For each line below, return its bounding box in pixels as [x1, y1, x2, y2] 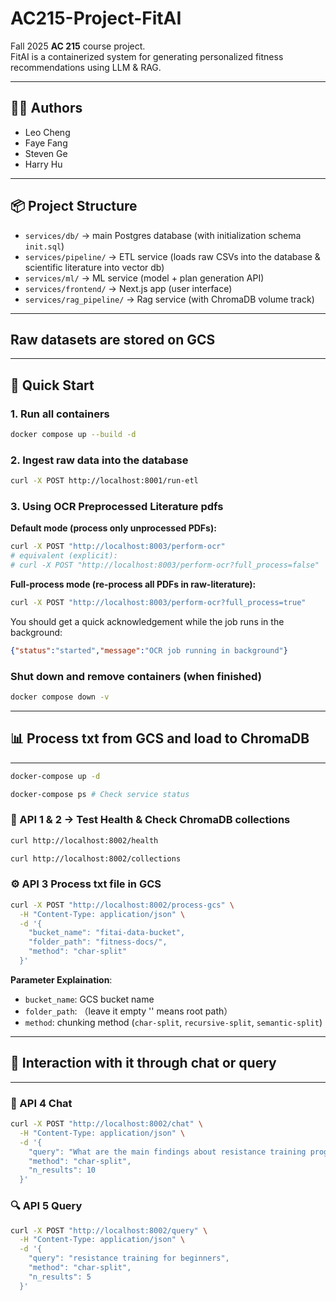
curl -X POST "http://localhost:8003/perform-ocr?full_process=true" [10, 598, 307, 608]
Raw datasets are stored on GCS [10, 331, 216, 348]
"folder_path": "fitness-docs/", [28, 937, 168, 947]
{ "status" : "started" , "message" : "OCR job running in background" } [10, 645, 288, 656]
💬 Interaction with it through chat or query [10, 1055, 277, 1072]
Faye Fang [24, 137, 68, 149]
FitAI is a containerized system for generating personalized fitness [10, 50, 284, 62]
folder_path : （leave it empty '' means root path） [24, 1005, 233, 1017]
